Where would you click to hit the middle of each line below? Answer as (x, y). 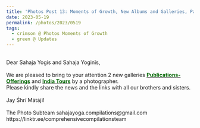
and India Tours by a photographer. (75, 81)
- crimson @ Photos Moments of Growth (60, 34)
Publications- (164, 75)
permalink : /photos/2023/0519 (44, 23)
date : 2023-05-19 (28, 17)
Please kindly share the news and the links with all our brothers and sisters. (99, 87)
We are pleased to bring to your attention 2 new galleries (76, 75)
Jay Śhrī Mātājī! (25, 100)
